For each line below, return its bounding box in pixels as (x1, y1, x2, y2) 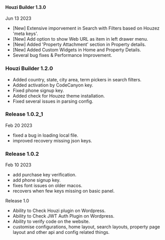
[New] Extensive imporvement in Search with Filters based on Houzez (12, 25, 160, 32)
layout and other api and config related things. (12, 229, 110, 235)
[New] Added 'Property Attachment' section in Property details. (12, 41, 146, 48)
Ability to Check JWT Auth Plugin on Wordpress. (12, 213, 115, 219)
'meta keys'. (12, 31, 38, 37)
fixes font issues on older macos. (12, 183, 82, 189)
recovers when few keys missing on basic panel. (12, 188, 115, 194)
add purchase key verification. (12, 172, 77, 178)
